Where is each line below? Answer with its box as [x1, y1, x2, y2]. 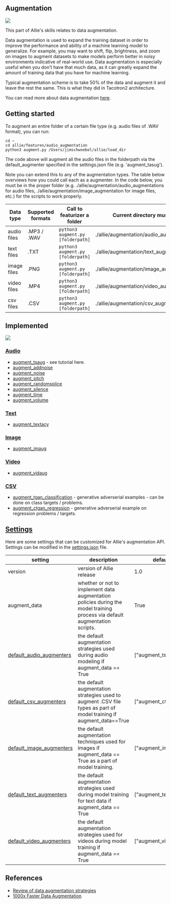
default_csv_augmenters [8, 698, 66, 705]
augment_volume [12, 397, 49, 403]
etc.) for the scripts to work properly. [5, 193, 82, 199]
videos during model [77, 837, 127, 844]
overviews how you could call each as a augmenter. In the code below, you [5, 177, 163, 183]
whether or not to [77, 579, 120, 587]
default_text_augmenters [8, 791, 67, 798]
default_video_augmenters [8, 837, 71, 844]
